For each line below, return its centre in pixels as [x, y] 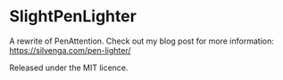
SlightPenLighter [73, 16]
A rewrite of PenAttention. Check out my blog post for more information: [141, 41]
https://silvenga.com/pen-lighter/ [70, 50]
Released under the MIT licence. [69, 68]
